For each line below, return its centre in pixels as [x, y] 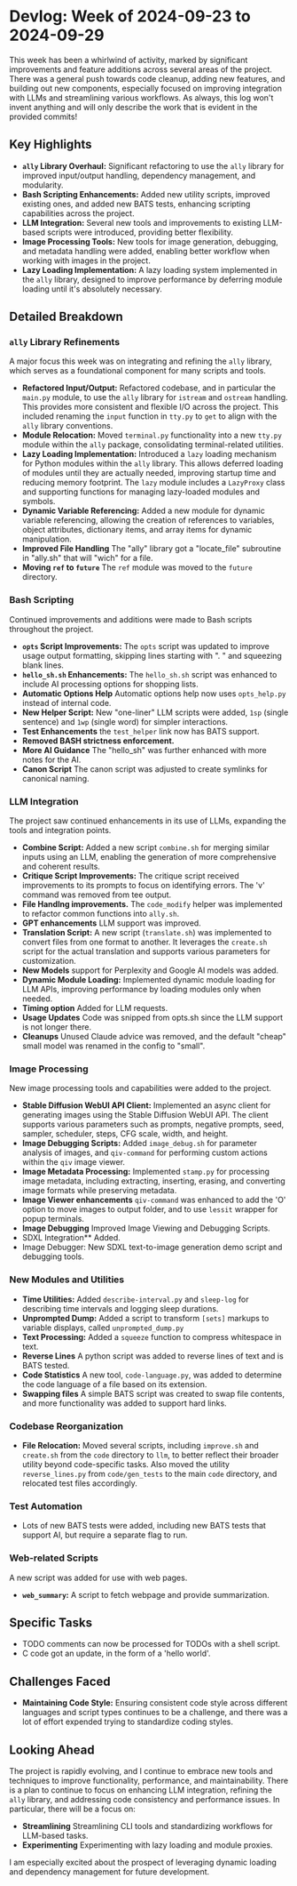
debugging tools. [53, 1256]
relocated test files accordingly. [79, 1483]
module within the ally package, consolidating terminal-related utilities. [152, 445]
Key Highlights [51, 144]
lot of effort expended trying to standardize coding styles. [127, 1721]
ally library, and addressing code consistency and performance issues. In [145, 1799]
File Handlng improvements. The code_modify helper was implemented [152, 904]
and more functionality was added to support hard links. [125, 1403]
